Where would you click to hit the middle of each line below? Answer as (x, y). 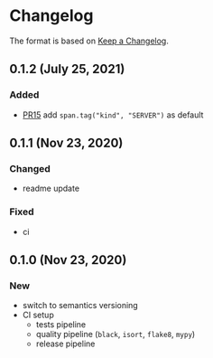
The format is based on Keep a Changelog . (89, 41)
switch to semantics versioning (80, 306)
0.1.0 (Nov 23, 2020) (68, 260)
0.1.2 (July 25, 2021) (67, 69)
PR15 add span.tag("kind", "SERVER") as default (113, 115)
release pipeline (65, 344)
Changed (30, 168)
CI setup (38, 315)
